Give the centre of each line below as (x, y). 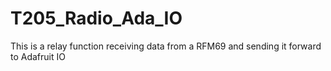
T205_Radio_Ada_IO (96, 18)
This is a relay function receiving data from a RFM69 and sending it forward (166, 46)
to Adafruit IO (38, 56)
